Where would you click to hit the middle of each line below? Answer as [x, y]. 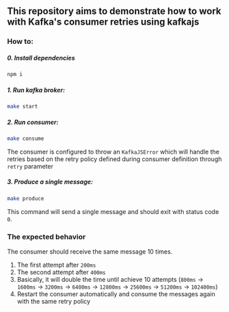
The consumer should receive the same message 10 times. [90, 251]
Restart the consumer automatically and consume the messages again [116, 293]
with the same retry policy [54, 301]
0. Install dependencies [41, 58]
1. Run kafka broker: [36, 90]
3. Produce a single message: [50, 182]
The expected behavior [46, 237]
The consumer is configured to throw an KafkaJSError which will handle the [113, 152]
